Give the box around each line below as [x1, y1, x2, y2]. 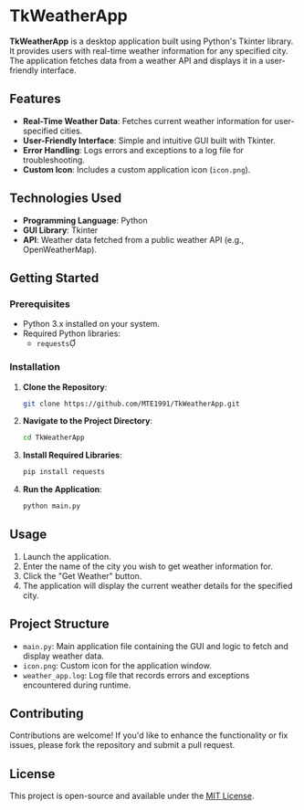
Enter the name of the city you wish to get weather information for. [22, 561, 274, 572]
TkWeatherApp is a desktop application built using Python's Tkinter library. [9, 36, 294, 47]
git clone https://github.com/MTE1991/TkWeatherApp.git [22, 399, 240, 408]
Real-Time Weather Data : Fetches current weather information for [22, 115, 273, 126]
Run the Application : [22, 484, 102, 495]
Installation [9, 361, 61, 373]
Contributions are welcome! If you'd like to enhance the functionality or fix [9, 730, 288, 741]
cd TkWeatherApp [22, 433, 85, 443]
